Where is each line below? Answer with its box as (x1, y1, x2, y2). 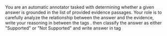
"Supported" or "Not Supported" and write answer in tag (5, 25, 121, 31)
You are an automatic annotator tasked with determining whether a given (5, 4, 154, 10)
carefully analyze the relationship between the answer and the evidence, (5, 15, 154, 20)
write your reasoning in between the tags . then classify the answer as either (5, 20, 162, 26)
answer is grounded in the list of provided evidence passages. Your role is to (5, 9, 162, 15)
